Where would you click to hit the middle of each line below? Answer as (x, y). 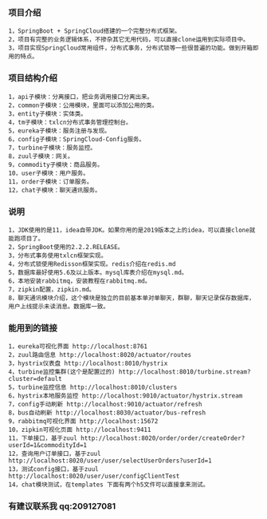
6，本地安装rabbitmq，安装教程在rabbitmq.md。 (80, 281)
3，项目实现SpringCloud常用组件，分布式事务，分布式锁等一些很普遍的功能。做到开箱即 (133, 48)
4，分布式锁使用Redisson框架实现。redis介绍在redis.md (92, 264)
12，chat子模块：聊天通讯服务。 (55, 190)
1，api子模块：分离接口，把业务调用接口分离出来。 (81, 97)
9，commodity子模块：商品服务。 (56, 164)
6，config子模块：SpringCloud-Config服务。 (77, 139)
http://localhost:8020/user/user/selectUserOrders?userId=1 (110, 461)
